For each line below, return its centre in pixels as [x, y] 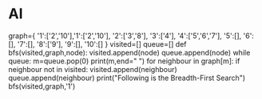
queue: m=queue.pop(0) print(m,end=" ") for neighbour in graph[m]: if [124, 61]
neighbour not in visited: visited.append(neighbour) [93, 69]
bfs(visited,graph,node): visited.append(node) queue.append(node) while [129, 52]
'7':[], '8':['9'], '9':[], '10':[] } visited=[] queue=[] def [102, 44]
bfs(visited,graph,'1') [42, 86]
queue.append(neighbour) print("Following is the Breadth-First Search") [127, 78]
